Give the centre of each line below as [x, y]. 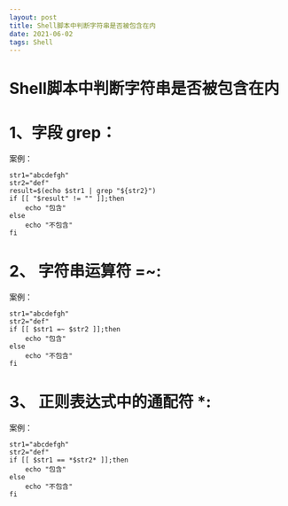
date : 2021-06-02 [41, 34]
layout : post [33, 17]
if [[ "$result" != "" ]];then [67, 199]
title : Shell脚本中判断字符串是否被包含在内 [83, 26]
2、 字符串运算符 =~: [86, 271]
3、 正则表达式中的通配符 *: [110, 402]
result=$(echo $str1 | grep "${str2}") [83, 191]
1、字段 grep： [63, 132]
